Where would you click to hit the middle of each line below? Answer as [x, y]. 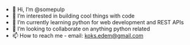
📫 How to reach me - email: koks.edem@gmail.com [78, 36]
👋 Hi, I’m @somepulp [38, 9]
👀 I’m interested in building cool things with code [73, 16]
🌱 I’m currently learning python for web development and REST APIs [98, 22]
